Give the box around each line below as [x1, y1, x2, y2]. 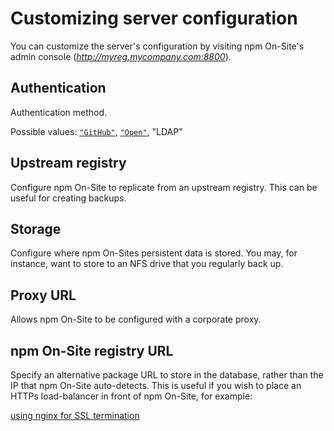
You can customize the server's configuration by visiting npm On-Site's [10, 40, 305, 52]
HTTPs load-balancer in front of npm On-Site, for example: [10, 390, 253, 402]
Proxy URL [10, 287, 77, 304]
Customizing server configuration [10, 7, 298, 30]
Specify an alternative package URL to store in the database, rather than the [10, 369, 324, 381]
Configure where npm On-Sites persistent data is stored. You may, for [10, 247, 298, 259]
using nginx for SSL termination [10, 410, 140, 421]
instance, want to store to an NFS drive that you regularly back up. [10, 258, 284, 270]
